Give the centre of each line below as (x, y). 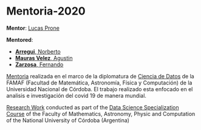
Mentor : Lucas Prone (33, 28)
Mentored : (20, 39)
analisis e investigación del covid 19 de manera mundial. (77, 95)
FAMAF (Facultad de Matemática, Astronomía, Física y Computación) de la (99, 83)
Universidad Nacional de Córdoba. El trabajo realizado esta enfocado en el (100, 89)
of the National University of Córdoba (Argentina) (68, 120)
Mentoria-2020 (46, 11)
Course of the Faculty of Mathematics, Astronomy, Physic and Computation (101, 114)
